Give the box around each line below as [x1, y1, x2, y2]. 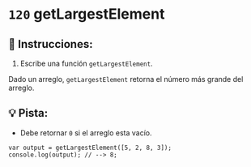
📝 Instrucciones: [8, 37, 93, 51]
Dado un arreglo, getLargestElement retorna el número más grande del [8, 75, 244, 83]
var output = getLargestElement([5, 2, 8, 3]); [8, 143, 172, 152]
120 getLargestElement [8, 5, 165, 24]
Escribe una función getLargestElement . [19, 58, 153, 68]
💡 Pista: [8, 106, 49, 120]
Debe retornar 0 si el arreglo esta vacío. [19, 127, 152, 138]
